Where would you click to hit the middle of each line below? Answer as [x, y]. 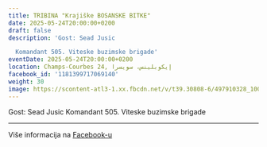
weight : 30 [26, 81]
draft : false [30, 30]
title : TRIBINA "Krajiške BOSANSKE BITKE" [79, 15]
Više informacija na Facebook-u [60, 134]
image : [19, 89]
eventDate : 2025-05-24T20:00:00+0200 [71, 60]
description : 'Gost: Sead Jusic [62, 38]
